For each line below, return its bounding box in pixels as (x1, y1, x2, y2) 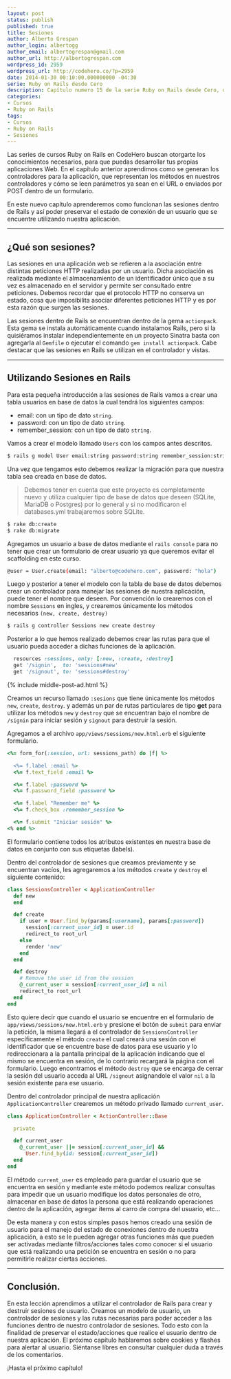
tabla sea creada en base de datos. (7, 472, 107, 480)
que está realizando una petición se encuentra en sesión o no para (7, 1247, 196, 1255)
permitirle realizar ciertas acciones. (7, 1255, 107, 1263)
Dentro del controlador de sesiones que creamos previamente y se (7, 858, 197, 867)
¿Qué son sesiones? (7, 241, 96, 253)
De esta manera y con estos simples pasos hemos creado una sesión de (7, 1218, 212, 1226)
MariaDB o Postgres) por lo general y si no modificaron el (23, 500, 187, 508)
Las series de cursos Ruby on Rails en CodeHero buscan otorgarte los (7, 151, 206, 159)
